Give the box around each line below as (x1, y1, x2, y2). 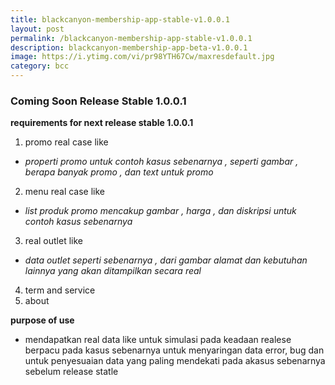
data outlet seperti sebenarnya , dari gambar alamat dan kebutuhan (24, 254, 308, 266)
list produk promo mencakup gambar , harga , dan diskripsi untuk (24, 205, 297, 217)
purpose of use (10, 314, 75, 326)
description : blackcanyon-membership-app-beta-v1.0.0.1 (10, 42, 248, 53)
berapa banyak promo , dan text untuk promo (24, 166, 214, 178)
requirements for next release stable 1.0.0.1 (10, 117, 194, 129)
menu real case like (24, 186, 106, 198)
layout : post (10, 24, 65, 34)
